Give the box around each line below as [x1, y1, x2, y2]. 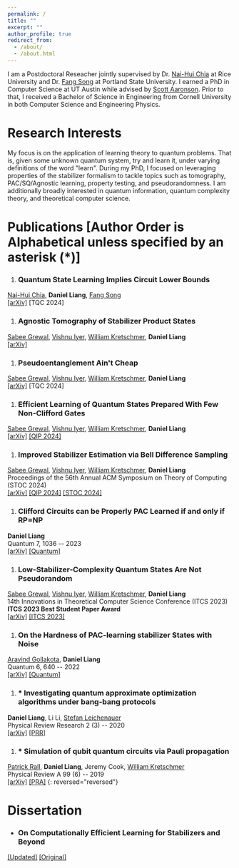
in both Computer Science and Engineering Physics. [7, 100, 161, 108]
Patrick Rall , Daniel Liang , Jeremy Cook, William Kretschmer [7, 762, 185, 770]
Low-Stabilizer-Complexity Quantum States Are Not [17, 564, 202, 574]
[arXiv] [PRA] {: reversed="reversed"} [7, 777, 119, 786]
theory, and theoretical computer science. [7, 194, 131, 202]
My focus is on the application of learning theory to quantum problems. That [7, 148, 232, 157]
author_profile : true [7, 30, 72, 38]
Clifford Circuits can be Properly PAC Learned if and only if [17, 507, 225, 517]
